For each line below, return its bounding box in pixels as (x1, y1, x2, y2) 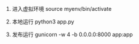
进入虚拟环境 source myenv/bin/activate (11, 5, 112, 12)
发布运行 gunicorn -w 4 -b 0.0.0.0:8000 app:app (11, 31, 133, 38)
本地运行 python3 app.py (11, 18, 74, 25)
